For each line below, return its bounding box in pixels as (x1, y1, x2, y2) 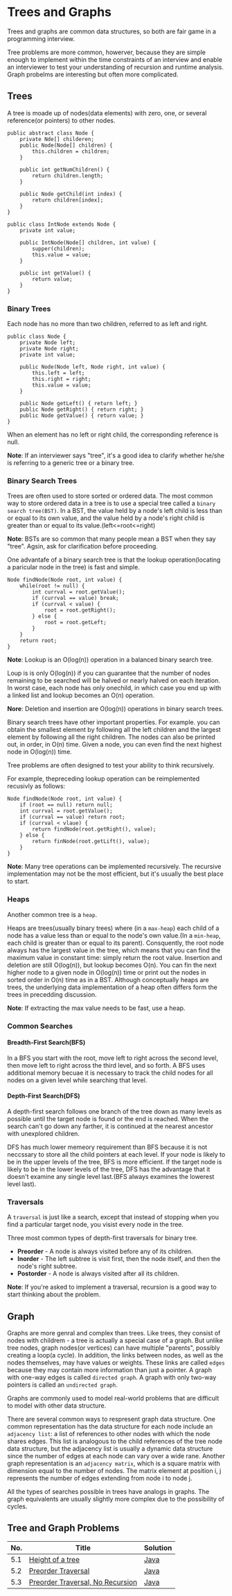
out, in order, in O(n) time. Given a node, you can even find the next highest (7, 740, 222, 749)
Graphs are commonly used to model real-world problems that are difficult (7, 1394, 220, 1403)
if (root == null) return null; (19, 801, 113, 808)
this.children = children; (32, 147, 110, 155)
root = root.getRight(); (44, 607, 116, 614)
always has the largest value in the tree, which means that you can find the (7, 946, 221, 954)
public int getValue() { (19, 269, 91, 277)
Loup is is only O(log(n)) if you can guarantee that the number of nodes (7, 669, 211, 678)
